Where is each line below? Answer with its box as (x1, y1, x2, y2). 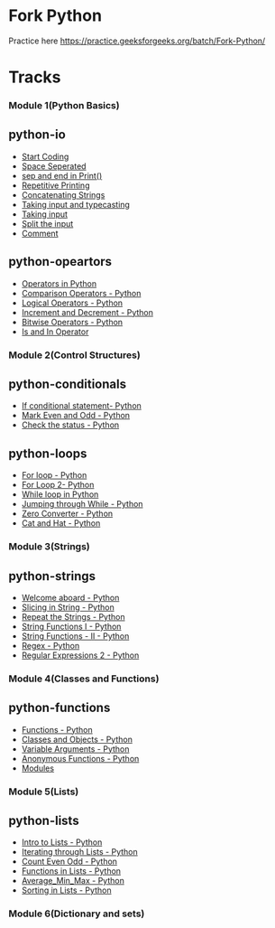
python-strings (8, 568, 96, 584)
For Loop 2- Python (21, 480, 95, 491)
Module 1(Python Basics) (8, 99, 120, 112)
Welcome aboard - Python (21, 592, 120, 603)
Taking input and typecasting (21, 199, 130, 210)
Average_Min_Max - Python (21, 876, 125, 886)
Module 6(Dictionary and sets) (8, 907, 145, 920)
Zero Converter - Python (21, 508, 114, 520)
